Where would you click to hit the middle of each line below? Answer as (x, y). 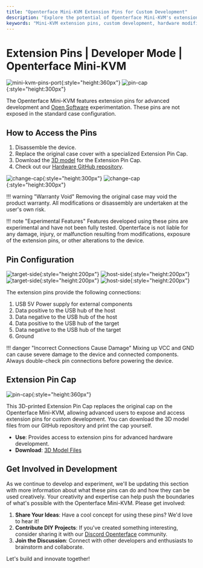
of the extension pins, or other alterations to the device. (76, 240)
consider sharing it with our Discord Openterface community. (91, 534)
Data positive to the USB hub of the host (65, 310)
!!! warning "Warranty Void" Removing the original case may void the (92, 197)
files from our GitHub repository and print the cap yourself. (79, 425)
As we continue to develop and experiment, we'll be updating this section (98, 484)
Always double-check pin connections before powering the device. (90, 360)
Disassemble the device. (46, 147)
